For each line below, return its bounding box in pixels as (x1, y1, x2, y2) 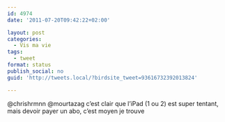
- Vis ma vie (13, 42, 52, 49)
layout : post (7, 29, 45, 36)
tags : (7, 49, 23, 55)
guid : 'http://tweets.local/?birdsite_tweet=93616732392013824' (7, 74, 198, 81)
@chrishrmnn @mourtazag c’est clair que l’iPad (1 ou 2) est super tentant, (7, 99, 219, 107)
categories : (7, 35, 42, 42)
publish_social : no (7, 67, 64, 75)
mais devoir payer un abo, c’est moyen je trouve (7, 107, 145, 115)
